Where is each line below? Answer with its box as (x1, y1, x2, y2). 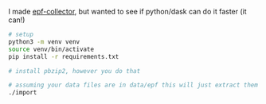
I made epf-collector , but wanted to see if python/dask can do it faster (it (8, 7, 247, 16)
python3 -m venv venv (8, 37, 80, 46)
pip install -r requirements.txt (8, 52, 119, 60)
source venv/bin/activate (8, 45, 94, 53)
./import (8, 89, 37, 97)
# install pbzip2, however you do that (8, 67, 141, 75)
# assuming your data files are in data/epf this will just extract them (8, 81, 259, 90)
